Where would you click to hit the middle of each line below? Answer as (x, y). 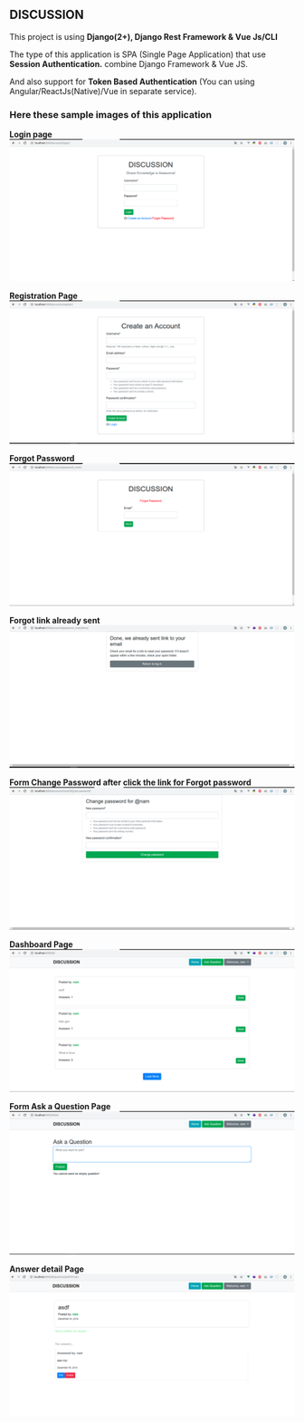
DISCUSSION (47, 15)
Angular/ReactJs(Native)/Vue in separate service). (103, 91)
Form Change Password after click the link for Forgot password (130, 782)
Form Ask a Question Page (60, 1107)
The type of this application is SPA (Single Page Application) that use (138, 54)
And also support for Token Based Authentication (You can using (132, 82)
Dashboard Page (42, 944)
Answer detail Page (47, 1269)
